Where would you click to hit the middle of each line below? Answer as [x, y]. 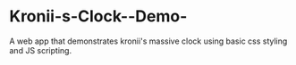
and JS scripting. [41, 50]
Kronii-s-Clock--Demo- [98, 16]
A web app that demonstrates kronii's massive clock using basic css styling [148, 41]
